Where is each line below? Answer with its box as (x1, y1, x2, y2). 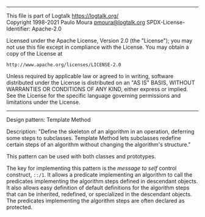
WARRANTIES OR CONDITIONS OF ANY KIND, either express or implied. (6, 86, 188, 92)
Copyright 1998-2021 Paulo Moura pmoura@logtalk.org (6, 19, 145, 26)
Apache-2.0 (31, 25, 62, 32)
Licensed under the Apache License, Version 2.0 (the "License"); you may (6, 37, 193, 44)
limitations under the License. (6, 98, 81, 106)
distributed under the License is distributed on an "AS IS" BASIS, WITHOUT (6, 79, 195, 86)
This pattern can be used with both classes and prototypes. (6, 153, 156, 160)
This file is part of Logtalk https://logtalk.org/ (6, 12, 119, 19)
